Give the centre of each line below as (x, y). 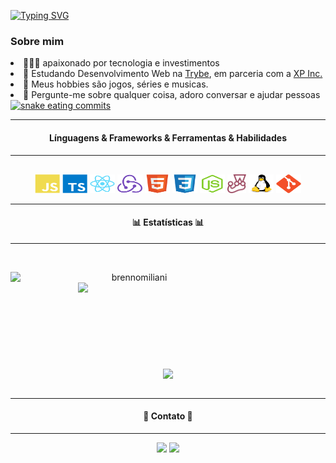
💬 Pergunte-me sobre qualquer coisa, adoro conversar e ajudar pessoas (172, 95)
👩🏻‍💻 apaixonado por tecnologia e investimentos (121, 63)
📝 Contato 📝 (168, 416)
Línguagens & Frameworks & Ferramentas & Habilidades (168, 137)
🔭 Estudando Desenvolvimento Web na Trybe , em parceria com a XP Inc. (173, 74)
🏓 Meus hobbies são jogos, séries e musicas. (116, 84)
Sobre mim (37, 41)
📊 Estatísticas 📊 (168, 222)
